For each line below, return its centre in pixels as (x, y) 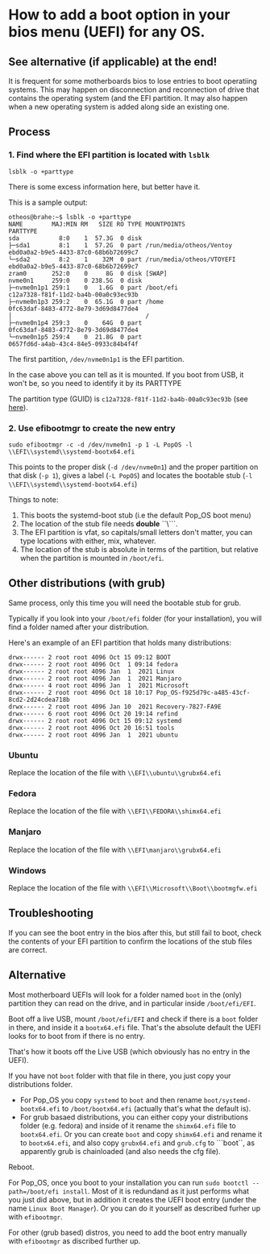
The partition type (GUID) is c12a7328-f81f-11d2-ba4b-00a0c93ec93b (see (128, 399)
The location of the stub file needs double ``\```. (99, 523)
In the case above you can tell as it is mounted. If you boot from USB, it (126, 374)
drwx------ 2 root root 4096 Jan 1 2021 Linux (91, 671)
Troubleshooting (51, 914)
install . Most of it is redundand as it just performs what (156, 1191)
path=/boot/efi (34, 1192)
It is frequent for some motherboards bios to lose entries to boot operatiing (133, 81)
